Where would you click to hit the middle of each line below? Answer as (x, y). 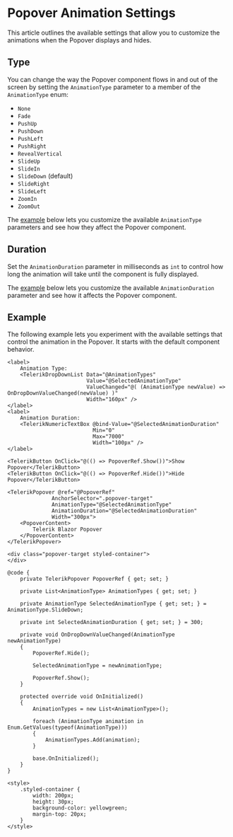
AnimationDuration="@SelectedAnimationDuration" (125, 511)
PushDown (30, 131)
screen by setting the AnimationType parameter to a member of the (104, 87)
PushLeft (30, 139)
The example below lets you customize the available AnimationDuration (111, 287)
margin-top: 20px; (60, 814)
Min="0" (104, 431)
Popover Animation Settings (91, 13)
